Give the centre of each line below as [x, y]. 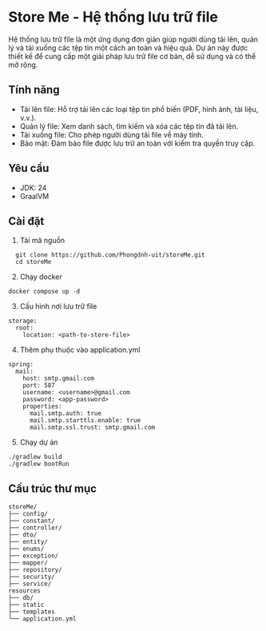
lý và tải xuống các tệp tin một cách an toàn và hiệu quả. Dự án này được [128, 47]
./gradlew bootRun [39, 464]
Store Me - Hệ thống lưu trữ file [113, 17]
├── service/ [30, 584]
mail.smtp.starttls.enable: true [85, 421]
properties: [42, 407]
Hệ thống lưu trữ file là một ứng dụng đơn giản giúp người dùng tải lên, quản [133, 39]
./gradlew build [35, 457]
